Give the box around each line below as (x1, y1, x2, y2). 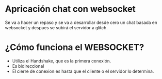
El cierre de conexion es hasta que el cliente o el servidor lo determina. (12, 68, 154, 74)
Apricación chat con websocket (5, 3, 136, 15)
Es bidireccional (12, 63, 44, 69)
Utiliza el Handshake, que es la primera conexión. (12, 58, 111, 64)
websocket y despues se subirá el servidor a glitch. (5, 24, 108, 30)
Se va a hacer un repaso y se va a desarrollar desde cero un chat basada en (5, 20, 158, 25)
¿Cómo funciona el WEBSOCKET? (5, 42, 145, 53)
